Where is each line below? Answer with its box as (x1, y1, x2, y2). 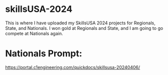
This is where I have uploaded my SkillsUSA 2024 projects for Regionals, (5, 20, 155, 26)
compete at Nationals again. (5, 30, 63, 36)
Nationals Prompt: (5, 48, 83, 59)
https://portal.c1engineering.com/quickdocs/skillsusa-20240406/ (5, 64, 140, 70)
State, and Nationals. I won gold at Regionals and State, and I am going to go (5, 25, 163, 31)
